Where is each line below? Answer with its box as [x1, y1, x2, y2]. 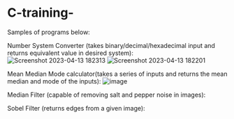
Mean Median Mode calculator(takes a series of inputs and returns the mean [7, 70, 228, 78]
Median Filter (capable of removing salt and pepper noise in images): [7, 90, 206, 99]
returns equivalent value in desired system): [7, 49, 134, 57]
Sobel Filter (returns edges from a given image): [7, 104, 145, 112]
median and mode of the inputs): [7, 77, 101, 85]
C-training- [7, 5, 75, 21]
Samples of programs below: [7, 28, 91, 36]
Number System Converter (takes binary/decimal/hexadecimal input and [7, 41, 215, 49]
